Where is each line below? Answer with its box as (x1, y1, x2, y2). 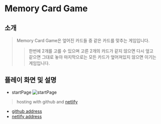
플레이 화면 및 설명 (4, 76, 57, 84)
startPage (11, 89, 32, 95)
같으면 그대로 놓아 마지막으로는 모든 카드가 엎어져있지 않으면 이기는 (28, 54, 157, 60)
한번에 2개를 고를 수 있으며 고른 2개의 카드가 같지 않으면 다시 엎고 (28, 48, 154, 54)
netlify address (11, 113, 42, 119)
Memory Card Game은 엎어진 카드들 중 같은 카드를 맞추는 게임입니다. (16, 38, 150, 43)
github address (11, 108, 42, 114)
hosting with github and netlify (16, 99, 78, 104)
